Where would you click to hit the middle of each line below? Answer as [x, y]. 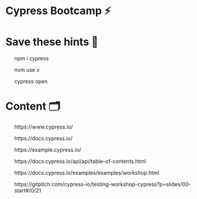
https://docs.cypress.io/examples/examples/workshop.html [87, 173]
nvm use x [27, 70]
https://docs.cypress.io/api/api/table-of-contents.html [80, 161]
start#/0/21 [28, 191]
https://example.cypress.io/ [48, 150]
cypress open [31, 81]
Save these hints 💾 [52, 42]
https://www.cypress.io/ [43, 127]
